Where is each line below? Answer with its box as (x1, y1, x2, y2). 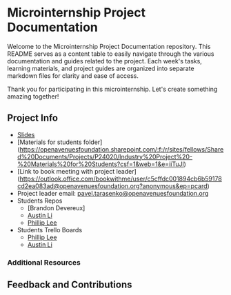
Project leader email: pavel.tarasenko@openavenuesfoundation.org (17, 189, 209, 197)
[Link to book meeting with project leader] (17, 167, 137, 175)
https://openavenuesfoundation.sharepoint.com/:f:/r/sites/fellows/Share (19, 145, 224, 153)
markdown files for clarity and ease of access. (7, 71, 139, 80)
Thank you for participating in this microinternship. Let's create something (7, 85, 218, 93)
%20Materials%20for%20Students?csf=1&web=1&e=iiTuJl (17, 160, 184, 168)
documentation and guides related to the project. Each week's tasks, (7, 57, 202, 65)
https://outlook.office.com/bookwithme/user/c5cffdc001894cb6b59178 (19, 174, 222, 183)
